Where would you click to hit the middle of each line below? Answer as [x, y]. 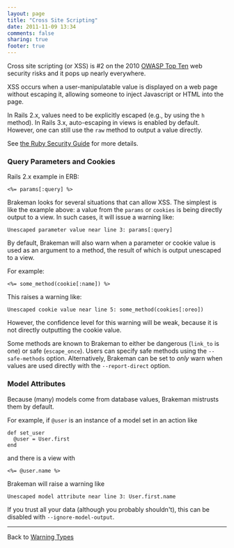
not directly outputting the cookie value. [64, 330]
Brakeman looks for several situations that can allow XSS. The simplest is [112, 202]
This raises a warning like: [45, 297]
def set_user [26, 433]
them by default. [31, 406]
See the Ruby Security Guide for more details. [73, 143]
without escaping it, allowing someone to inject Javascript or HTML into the [116, 94]
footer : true [26, 46]
